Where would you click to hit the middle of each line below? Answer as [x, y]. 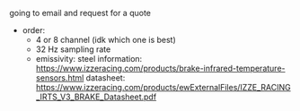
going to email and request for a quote [80, 13]
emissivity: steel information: [89, 59]
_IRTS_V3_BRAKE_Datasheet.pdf [96, 97]
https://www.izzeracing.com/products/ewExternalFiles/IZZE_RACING [163, 87]
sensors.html [60, 78]
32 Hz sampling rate [73, 49]
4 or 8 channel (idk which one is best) [106, 40]
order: [34, 30]
